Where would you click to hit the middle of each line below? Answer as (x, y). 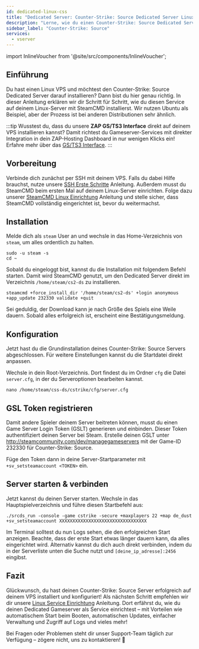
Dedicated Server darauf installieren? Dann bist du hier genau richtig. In (94, 95)
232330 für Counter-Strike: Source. (50, 448)
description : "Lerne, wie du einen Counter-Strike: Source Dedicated (94, 23)
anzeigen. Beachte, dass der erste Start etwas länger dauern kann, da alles (98, 538)
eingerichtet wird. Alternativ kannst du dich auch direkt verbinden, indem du (99, 544)
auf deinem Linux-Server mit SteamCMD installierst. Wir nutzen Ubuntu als (97, 108)
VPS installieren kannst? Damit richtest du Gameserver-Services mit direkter (99, 132)
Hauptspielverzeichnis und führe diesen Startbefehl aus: (75, 505)
